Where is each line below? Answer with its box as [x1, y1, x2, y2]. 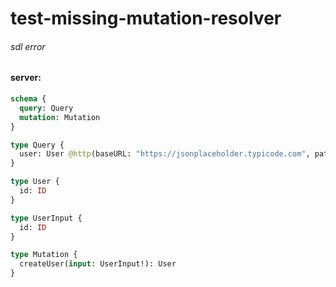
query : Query [19, 103, 74, 113]
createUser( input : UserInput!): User [19, 259, 177, 269]
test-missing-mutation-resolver [10, 7, 282, 30]
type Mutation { [10, 250, 78, 260]
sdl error [10, 40, 46, 52]
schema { [10, 94, 47, 104]
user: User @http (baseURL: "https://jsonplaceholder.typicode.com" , [19, 149, 311, 159]
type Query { [10, 140, 65, 150]
